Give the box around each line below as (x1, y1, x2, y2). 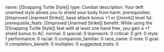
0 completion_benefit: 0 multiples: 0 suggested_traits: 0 (5, 41, 119, 47)
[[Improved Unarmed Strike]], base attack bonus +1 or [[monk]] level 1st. (5, 15, 153, 20)
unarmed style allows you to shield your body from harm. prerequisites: (5, 9, 151, 15)
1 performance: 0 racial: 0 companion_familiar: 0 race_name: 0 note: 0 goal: (5, 36, 160, 42)
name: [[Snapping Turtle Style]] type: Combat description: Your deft (5, 4, 144, 10)
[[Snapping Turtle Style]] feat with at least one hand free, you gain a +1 (5, 25, 150, 31)
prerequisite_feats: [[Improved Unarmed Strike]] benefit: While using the (5, 20, 153, 26)
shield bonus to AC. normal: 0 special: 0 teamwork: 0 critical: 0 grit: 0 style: (5, 31, 159, 36)
